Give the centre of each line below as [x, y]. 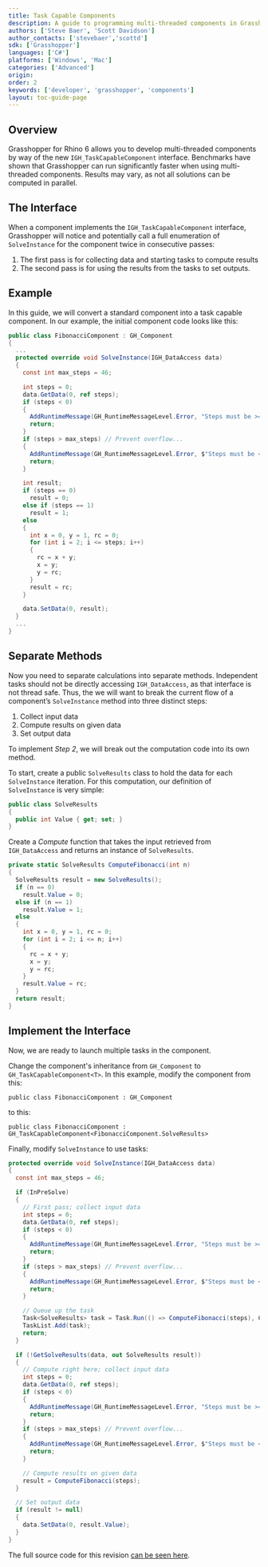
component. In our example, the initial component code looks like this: [123, 321]
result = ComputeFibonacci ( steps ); [82, 1481]
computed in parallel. [43, 183]
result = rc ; [51, 587]
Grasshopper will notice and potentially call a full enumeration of [114, 236]
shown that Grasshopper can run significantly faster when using [114, 166]
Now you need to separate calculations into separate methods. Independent [133, 675]
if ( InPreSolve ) [42, 1192]
